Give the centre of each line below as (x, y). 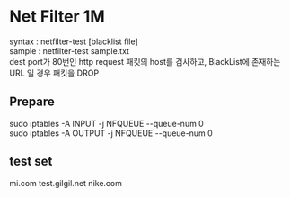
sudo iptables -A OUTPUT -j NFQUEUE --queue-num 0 (111, 133)
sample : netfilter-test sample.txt (70, 50)
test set (31, 161)
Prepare (32, 102)
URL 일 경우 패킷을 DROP (54, 73)
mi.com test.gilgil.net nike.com (66, 183)
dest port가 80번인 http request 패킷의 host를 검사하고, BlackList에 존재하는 (145, 61)
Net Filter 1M (57, 17)
